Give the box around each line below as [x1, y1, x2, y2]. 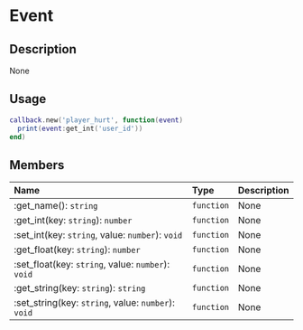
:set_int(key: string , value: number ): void [14, 229, 183, 241]
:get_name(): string [14, 200, 98, 212]
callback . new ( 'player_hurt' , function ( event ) [9, 115, 183, 125]
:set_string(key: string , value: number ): [14, 297, 176, 309]
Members [9, 157, 65, 173]
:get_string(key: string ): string [14, 282, 146, 295]
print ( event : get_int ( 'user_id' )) [17, 124, 143, 133]
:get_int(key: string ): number [14, 214, 133, 227]
